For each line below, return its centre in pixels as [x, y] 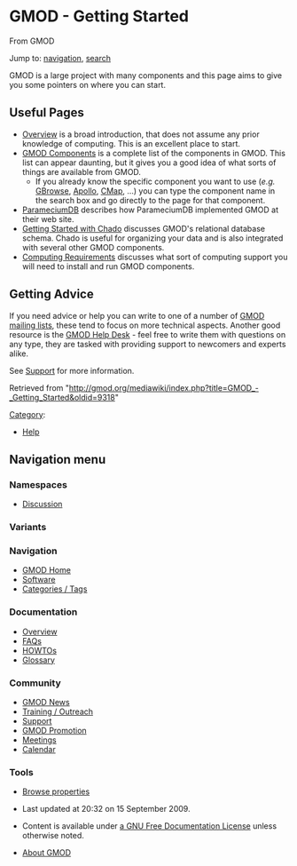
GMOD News [46, 703]
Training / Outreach [58, 711]
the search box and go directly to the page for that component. [150, 200]
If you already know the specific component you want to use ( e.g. [155, 181]
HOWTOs [39, 650]
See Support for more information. [72, 370]
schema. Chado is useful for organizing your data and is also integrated [152, 238]
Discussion [42, 505]
